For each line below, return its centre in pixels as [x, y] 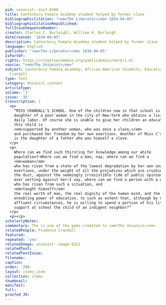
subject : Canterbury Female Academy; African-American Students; [74, 70]
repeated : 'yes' [22, 240]
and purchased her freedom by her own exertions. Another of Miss [84, 134]
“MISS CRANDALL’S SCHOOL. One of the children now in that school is [87, 111]
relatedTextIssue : [24, 253]
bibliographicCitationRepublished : [42, 23]
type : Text [16, 79]
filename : [15, 258]
